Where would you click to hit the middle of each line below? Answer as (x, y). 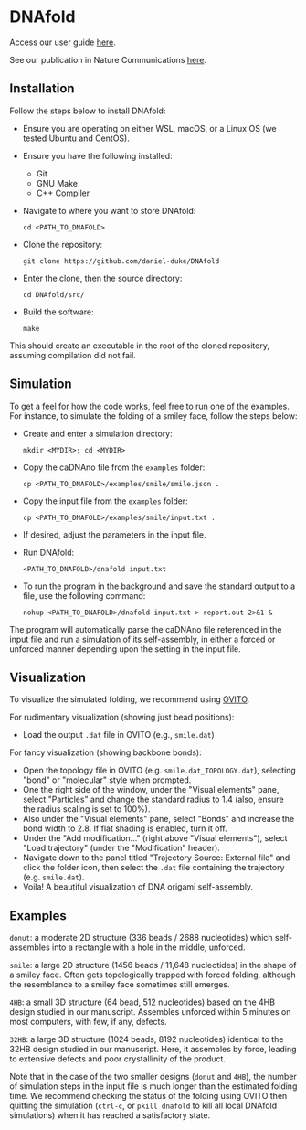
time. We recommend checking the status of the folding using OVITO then (148, 1096)
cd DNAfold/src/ (53, 294)
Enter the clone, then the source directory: (102, 278)
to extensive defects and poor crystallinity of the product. (118, 1059)
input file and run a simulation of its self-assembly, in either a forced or (142, 639)
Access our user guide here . (63, 42)
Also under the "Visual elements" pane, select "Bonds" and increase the (158, 819)
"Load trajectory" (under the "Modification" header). (121, 848)
